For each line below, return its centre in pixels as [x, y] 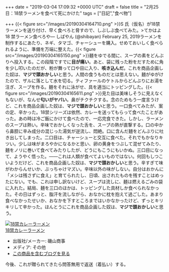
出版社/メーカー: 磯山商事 [39, 241]
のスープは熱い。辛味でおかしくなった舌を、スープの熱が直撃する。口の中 [82, 125]
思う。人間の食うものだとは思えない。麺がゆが [111, 74]
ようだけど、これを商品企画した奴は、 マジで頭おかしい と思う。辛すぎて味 [86, 163]
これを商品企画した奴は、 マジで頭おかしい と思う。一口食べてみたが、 [86, 106]
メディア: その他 [29, 247]
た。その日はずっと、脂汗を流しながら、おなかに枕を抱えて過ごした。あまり [84, 194]
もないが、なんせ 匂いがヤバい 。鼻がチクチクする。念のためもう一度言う [80, 100]
